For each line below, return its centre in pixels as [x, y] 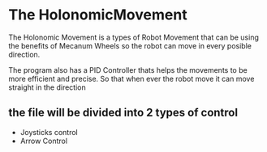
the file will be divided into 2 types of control [123, 113]
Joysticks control [49, 132]
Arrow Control [43, 141]
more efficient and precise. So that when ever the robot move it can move [131, 78]
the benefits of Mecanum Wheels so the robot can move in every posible [130, 45]
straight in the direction [47, 87]
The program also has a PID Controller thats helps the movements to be [128, 70]
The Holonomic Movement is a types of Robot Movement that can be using [134, 37]
